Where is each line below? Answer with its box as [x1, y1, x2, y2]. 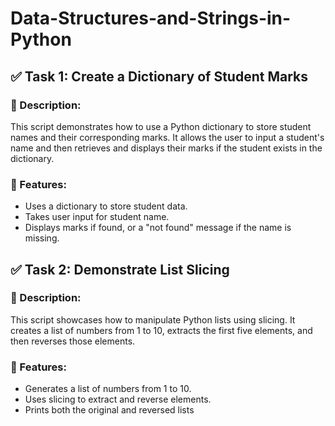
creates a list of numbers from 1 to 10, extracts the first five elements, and [10, 324, 313, 336]
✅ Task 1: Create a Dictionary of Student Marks [10, 68, 309, 85]
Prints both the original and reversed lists [24, 404, 195, 416]
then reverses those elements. [10, 335, 136, 347]
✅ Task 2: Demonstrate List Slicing [10, 261, 230, 278]
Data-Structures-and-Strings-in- [10, 7, 292, 30]
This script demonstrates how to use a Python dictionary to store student [10, 120, 312, 132]
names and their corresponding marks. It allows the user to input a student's [10, 131, 325, 143]
